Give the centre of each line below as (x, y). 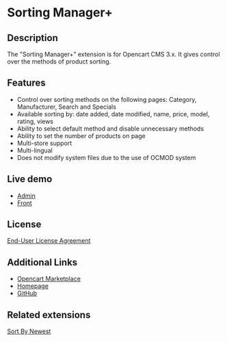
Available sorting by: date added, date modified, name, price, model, (113, 114)
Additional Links (42, 262)
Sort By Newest (29, 331)
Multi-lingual (35, 150)
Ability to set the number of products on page (81, 135)
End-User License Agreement (49, 241)
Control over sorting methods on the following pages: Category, (107, 99)
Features (26, 83)
